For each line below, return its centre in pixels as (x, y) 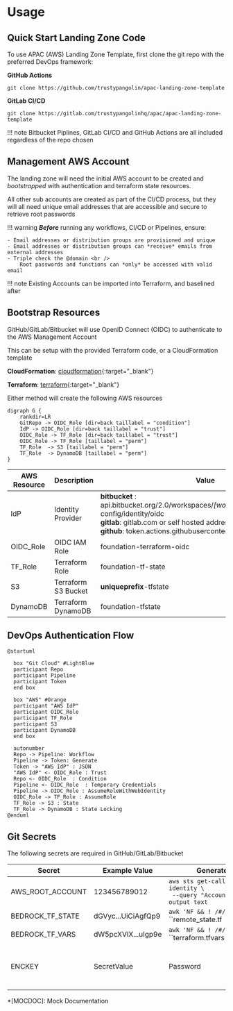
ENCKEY (25, 967)
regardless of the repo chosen (50, 140)
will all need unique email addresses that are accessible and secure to (107, 206)
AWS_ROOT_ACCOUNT (49, 892)
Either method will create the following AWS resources (85, 398)
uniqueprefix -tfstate (135, 586)
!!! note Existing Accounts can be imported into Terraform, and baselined (111, 283)
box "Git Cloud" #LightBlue (54, 664)
